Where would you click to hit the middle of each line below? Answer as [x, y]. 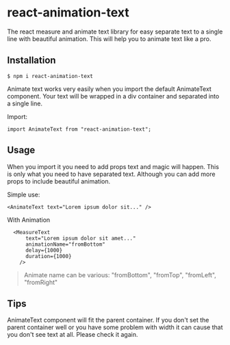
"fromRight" [41, 282]
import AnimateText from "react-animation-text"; [79, 129]
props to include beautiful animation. [59, 181]
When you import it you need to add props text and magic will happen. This [113, 166]
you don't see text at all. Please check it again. [73, 335]
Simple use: [24, 194]
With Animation [29, 220]
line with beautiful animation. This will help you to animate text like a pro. [109, 38]
